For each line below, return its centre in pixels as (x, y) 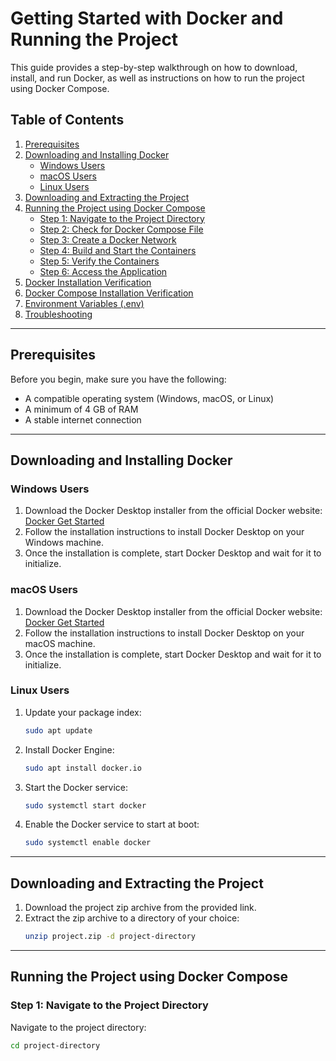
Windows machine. (64, 543)
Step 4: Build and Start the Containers (118, 250)
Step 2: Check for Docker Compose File (121, 229)
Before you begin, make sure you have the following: (118, 379)
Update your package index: (83, 712)
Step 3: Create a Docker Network (108, 239)
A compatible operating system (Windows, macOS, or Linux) (149, 398)
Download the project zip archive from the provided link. (140, 908)
